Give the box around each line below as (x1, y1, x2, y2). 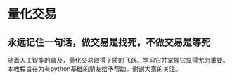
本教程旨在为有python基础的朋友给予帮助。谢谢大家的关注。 (7, 65, 181, 73)
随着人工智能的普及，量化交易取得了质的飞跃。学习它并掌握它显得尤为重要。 (7, 56, 229, 64)
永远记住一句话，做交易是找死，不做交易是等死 (7, 36, 211, 48)
